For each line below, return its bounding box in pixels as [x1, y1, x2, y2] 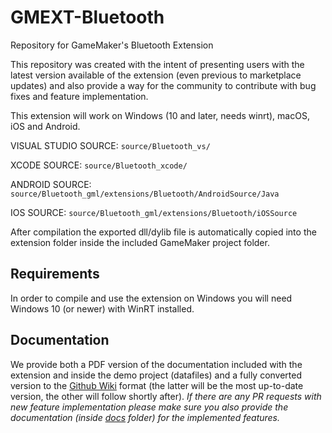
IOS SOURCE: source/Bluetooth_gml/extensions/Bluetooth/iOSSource [10, 206, 298, 218]
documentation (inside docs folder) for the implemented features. [10, 411, 281, 423]
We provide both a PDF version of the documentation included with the [10, 358, 303, 370]
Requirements [10, 266, 100, 283]
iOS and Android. [10, 120, 81, 132]
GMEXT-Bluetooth [10, 6, 165, 29]
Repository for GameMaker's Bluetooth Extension [10, 39, 214, 51]
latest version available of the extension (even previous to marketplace [10, 69, 302, 81]
